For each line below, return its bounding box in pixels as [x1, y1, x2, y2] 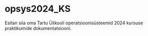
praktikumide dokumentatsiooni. [5, 25, 72, 31]
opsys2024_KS [5, 3, 71, 15]
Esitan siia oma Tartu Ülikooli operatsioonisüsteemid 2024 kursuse [5, 20, 143, 26]
